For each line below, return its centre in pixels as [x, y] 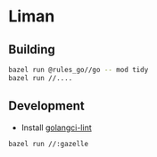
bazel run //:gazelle [49, 144]
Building [32, 50]
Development [47, 106]
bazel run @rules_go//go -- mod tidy [78, 70]
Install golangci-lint [57, 128]
